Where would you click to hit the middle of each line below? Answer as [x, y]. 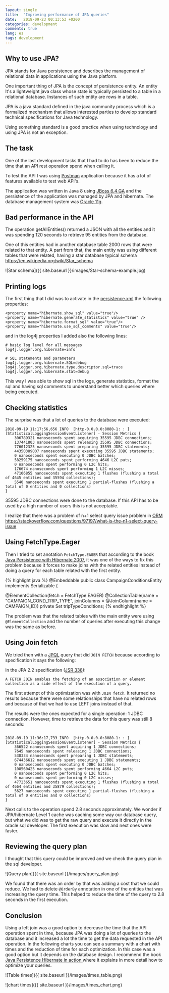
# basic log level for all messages [44, 345]
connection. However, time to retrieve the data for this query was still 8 [79, 719]
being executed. [22, 392]
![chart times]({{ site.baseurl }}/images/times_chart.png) [64, 985]
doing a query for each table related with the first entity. [63, 570]
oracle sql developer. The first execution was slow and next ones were [78, 825]
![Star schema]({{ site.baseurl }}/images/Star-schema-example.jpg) [75, 270]
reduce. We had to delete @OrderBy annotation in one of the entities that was [84, 889]
